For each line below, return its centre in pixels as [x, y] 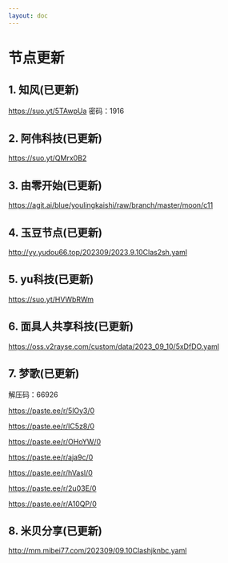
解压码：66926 [33, 395]
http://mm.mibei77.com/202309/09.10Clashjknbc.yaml [98, 551]
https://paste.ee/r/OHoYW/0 [55, 441]
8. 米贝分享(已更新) [55, 531]
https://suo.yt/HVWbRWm [51, 299]
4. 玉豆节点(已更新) [55, 232]
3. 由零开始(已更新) [55, 185]
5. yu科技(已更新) [51, 279]
